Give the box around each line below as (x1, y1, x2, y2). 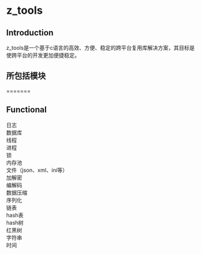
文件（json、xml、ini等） (6, 166, 68, 174)
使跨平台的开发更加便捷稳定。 (6, 52, 80, 59)
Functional (6, 104, 47, 115)
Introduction (6, 28, 54, 38)
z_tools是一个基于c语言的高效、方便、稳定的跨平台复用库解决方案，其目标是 (6, 44, 195, 51)
